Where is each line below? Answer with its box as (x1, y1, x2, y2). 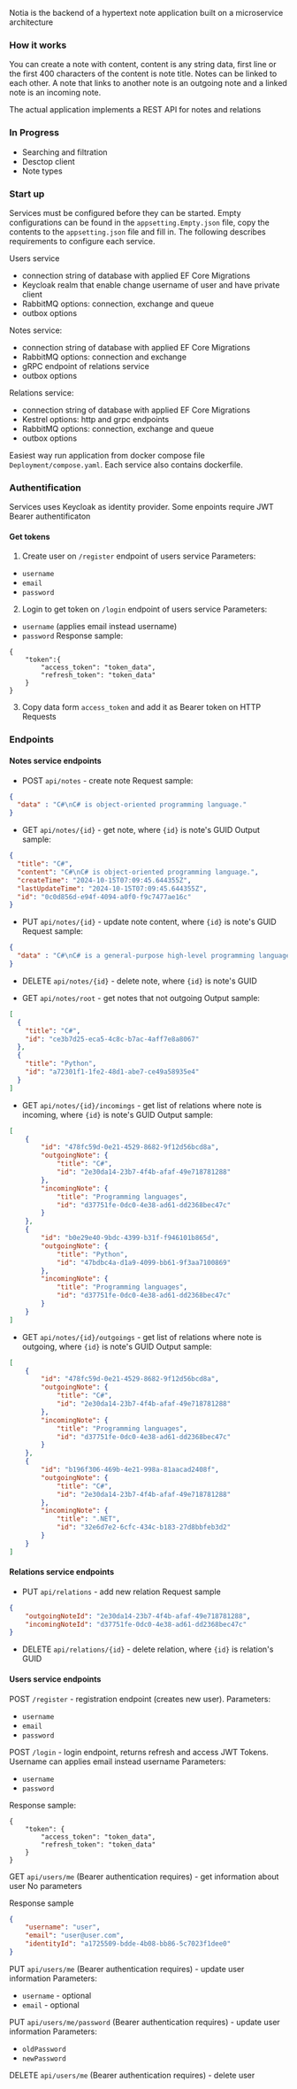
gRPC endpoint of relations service (21, 360, 150, 371)
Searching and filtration (21, 146, 108, 158)
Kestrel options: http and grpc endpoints (21, 413, 170, 424)
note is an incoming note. (9, 88, 102, 98)
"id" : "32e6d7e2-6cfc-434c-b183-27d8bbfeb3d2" (56, 1522, 232, 1532)
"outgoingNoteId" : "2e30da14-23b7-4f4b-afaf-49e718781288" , (25, 1611, 251, 1621)
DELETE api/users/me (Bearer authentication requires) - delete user (9, 2070, 255, 2080)
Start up (9, 188, 45, 200)
